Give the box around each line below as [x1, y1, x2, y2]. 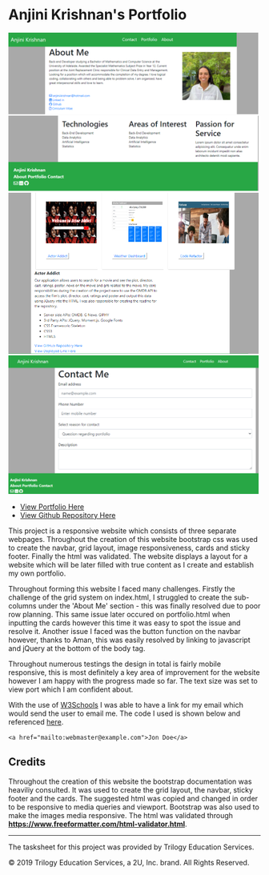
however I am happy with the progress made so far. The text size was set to [8, 676, 258, 685]
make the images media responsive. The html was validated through [8, 810, 234, 820]
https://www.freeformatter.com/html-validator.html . [8, 819, 187, 829]
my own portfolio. [8, 568, 66, 578]
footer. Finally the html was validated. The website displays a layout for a [8, 551, 248, 561]
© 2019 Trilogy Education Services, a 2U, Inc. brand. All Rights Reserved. [8, 857, 250, 867]
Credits [8, 755, 46, 769]
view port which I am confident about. [8, 684, 134, 694]
